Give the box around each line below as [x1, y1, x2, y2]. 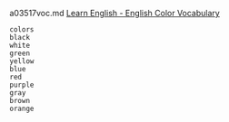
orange [9, 104, 35, 113]
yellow [9, 57, 35, 66]
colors [9, 25, 35, 34]
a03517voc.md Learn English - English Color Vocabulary [9, 8, 220, 18]
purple [9, 80, 35, 89]
